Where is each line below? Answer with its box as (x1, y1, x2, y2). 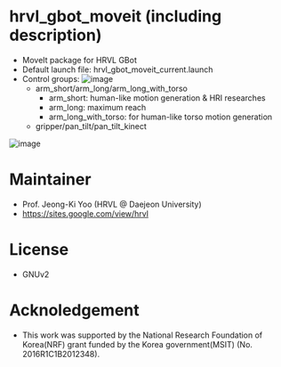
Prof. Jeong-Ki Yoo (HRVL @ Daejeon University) (21, 199, 202, 209)
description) (9, 25, 102, 45)
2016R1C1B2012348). (21, 348, 100, 359)
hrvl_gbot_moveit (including (9, 6, 222, 27)
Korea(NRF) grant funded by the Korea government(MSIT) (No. (21, 338, 253, 349)
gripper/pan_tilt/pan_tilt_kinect (35, 120, 147, 131)
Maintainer (9, 169, 92, 190)
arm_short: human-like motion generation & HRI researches (48, 92, 266, 103)
